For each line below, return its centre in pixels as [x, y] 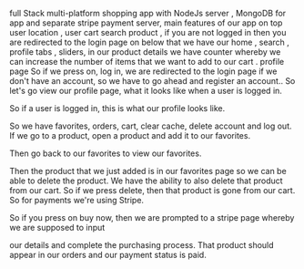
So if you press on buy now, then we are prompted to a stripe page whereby [152, 217]
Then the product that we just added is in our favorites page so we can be [148, 171]
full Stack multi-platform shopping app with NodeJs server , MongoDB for [148, 13]
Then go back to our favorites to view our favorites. [106, 153]
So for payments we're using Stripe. [76, 200]
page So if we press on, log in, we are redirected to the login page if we [143, 71]
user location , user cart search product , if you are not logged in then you [148, 32]
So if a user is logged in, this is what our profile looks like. [117, 108]
